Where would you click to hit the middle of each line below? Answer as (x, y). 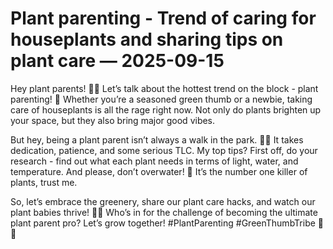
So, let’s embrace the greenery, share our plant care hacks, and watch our (163, 201)
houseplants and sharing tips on (147, 39)
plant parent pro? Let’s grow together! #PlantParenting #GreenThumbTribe (163, 223)
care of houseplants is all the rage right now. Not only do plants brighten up (166, 109)
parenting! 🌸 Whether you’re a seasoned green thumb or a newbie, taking (161, 99)
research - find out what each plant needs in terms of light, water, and (154, 161)
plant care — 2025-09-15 (117, 61)
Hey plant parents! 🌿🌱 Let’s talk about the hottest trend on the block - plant (164, 88)
